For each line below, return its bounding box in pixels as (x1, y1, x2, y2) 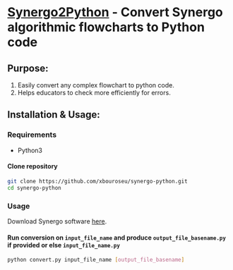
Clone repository (7, 162, 58, 171)
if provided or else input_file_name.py (7, 240, 120, 249)
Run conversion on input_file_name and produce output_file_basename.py (7, 233, 226, 242)
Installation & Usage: (7, 109, 100, 121)
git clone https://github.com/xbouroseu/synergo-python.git (7, 178, 189, 185)
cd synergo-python (7, 184, 61, 191)
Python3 (17, 146, 42, 154)
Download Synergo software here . (7, 216, 107, 226)
